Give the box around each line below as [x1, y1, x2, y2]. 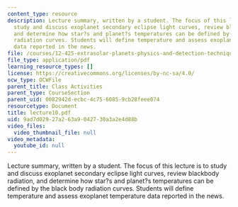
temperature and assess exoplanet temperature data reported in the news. [7, 192, 225, 201]
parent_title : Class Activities [7, 83, 103, 90]
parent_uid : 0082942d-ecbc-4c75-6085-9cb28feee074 [7, 96, 160, 103]
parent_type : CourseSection [7, 89, 91, 96]
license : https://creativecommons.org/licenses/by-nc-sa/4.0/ [7, 69, 195, 77]
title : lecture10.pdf [7, 109, 72, 116]
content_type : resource [7, 10, 78, 18]
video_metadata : [7, 135, 55, 142]
